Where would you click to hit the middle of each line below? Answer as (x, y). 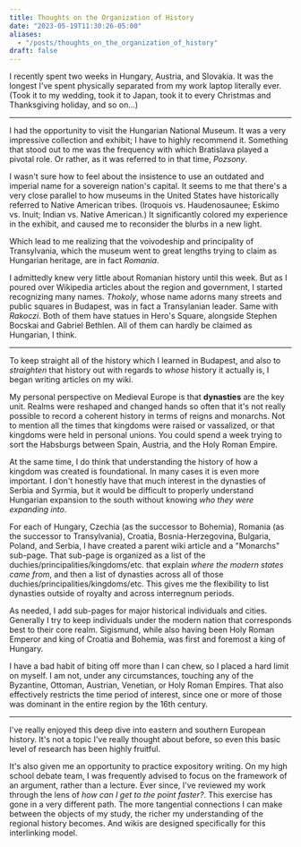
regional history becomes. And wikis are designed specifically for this (138, 824)
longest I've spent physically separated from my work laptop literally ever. (146, 86)
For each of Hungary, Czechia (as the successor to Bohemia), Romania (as (147, 527)
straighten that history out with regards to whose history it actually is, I (139, 370)
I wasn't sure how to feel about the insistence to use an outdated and (137, 176)
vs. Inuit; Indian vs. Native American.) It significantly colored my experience (149, 215)
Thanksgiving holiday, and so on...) (74, 105)
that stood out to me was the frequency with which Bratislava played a (139, 150)
